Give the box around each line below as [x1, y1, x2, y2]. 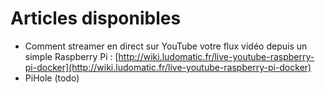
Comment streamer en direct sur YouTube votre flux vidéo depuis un [24, 40, 308, 52]
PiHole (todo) [24, 72, 80, 84]
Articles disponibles [10, 7, 182, 30]
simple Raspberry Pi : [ [24, 50, 119, 62]
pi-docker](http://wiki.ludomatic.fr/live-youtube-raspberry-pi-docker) [24, 61, 312, 73]
